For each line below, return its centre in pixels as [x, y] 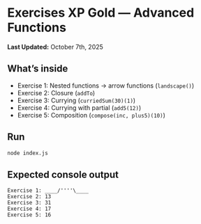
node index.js [28, 153]
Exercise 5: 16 [29, 215]
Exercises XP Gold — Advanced [101, 13]
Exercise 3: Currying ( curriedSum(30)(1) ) [76, 100]
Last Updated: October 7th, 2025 [55, 47]
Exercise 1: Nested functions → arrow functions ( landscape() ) [106, 86]
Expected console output [63, 174]
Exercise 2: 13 [29, 197]
